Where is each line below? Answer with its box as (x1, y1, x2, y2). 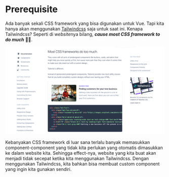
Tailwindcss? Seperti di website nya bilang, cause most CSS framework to (5, 31, 160, 37)
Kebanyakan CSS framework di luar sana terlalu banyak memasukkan (5, 139, 150, 146)
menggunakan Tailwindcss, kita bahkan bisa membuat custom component (5, 161, 160, 167)
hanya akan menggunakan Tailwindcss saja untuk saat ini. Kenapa (5, 25, 143, 31)
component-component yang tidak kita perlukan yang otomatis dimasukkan (5, 145, 163, 151)
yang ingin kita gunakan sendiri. (5, 166, 72, 172)
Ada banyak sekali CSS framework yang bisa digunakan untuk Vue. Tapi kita (5, 20, 164, 26)
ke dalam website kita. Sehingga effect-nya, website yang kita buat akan (5, 150, 156, 156)
